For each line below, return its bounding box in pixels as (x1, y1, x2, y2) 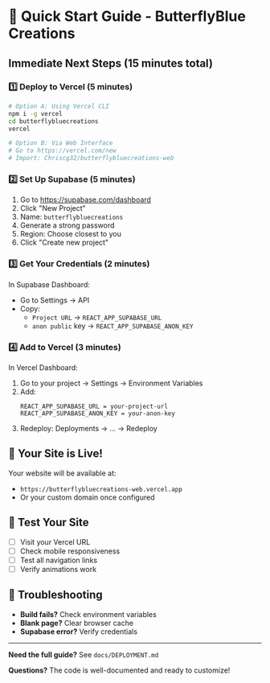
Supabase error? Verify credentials (19, 627, 138, 636)
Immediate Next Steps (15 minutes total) (8, 56, 213, 70)
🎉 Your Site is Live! (8, 446, 103, 461)
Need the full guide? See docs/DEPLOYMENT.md (8, 649, 159, 659)
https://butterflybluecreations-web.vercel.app (19, 485, 182, 493)
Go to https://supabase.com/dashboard (19, 195, 151, 204)
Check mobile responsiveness (19, 546, 121, 556)
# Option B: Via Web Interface (8, 139, 113, 147)
